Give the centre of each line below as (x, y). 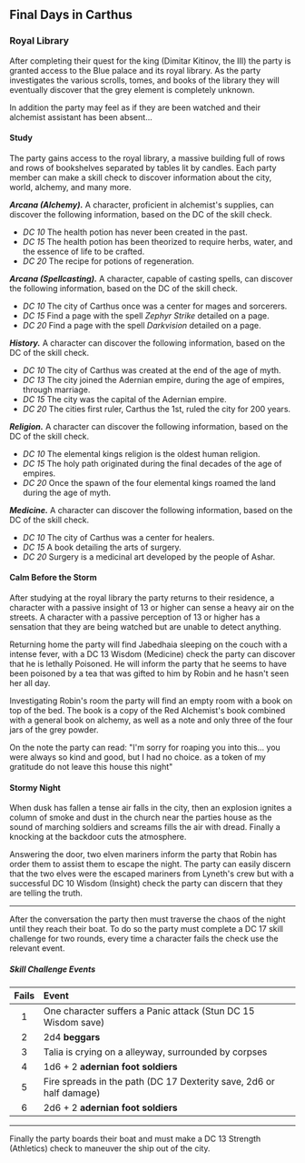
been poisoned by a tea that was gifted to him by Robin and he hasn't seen (149, 673)
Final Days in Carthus (71, 15)
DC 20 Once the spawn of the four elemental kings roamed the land (149, 482)
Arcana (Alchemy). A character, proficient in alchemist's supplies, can (142, 205)
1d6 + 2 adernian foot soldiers (111, 1067)
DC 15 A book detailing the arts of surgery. (102, 547)
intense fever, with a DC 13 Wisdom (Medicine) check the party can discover (152, 654)
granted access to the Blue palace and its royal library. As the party (135, 70)
